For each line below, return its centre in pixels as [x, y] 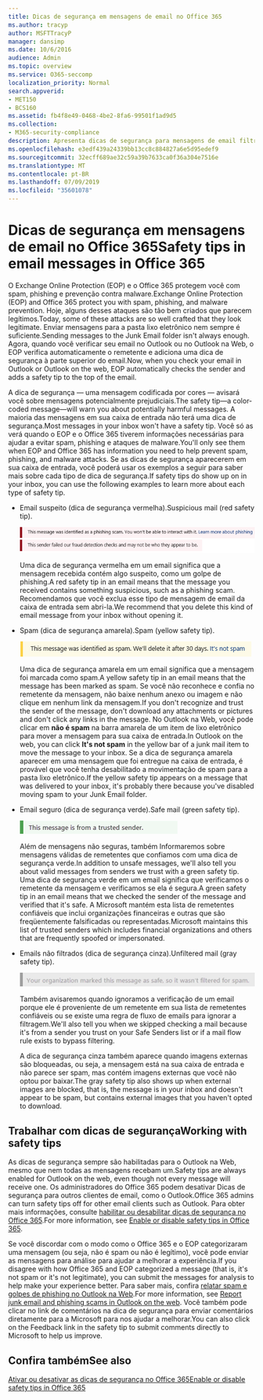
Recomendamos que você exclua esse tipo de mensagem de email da [132, 599]
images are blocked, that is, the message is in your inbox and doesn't [131, 1089]
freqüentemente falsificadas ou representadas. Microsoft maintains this [133, 922]
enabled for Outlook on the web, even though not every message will [119, 1179]
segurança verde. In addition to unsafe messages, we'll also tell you [128, 863]
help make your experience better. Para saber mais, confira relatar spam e [128, 1286]
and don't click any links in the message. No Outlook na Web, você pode [136, 719]
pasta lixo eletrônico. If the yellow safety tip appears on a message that [133, 778]
